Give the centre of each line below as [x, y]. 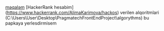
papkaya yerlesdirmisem [31, 23]
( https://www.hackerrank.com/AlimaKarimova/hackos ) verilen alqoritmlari [82, 12]
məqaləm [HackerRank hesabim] [39, 7]
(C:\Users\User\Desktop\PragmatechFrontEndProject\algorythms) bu [77, 18]
